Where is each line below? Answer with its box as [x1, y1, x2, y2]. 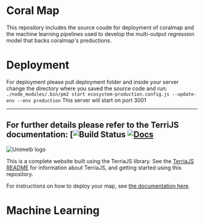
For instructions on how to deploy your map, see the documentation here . [6, 182, 190, 189]
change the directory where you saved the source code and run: [6, 85, 168, 92]
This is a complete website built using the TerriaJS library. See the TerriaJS [6, 157, 194, 165]
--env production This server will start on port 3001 [17, 96, 147, 104]
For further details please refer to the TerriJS [6, 120, 179, 130]
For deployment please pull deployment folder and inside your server [6, 78, 179, 85]
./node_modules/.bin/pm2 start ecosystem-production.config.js [6, 91, 170, 97]
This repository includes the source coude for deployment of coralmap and [6, 24, 194, 31]
